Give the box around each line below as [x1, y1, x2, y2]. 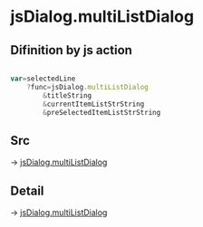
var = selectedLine [10, 74, 76, 83]
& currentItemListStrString [43, 99, 145, 109]
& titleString [43, 90, 92, 100]
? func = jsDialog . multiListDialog [26, 82, 149, 91]
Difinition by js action [10, 43, 132, 58]
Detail [10, 183, 44, 198]
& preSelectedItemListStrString [43, 108, 161, 117]
